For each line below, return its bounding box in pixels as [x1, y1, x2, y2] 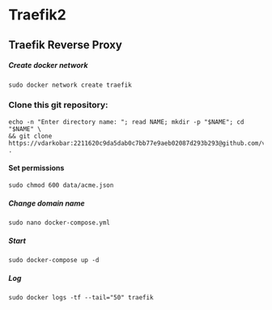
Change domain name [8, 198, 85, 208]
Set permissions [8, 163, 65, 173]
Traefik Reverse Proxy [8, 38, 123, 52]
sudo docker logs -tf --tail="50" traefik [8, 293, 154, 301]
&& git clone [8, 132, 53, 140]
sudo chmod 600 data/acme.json [8, 181, 114, 189]
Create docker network [8, 61, 88, 70]
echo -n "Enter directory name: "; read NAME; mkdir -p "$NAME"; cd [8, 117, 244, 126]
